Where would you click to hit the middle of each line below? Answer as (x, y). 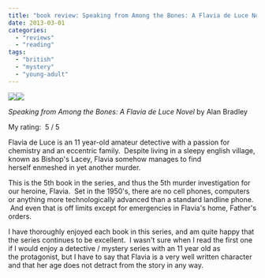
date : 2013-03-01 (37, 23)
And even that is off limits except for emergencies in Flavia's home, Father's (133, 208)
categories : (28, 30)
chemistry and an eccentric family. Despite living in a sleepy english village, (132, 150)
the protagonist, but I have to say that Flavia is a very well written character (130, 257)
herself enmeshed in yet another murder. (75, 167)
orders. (20, 216)
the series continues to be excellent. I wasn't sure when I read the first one (131, 240)
